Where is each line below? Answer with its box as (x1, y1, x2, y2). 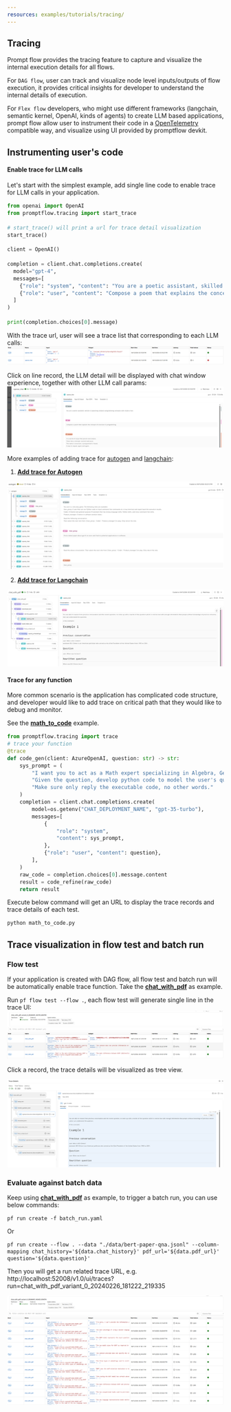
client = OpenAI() (7, 246, 60, 253)
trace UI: (7, 1003, 32, 1011)
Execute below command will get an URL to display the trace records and (7, 898, 214, 906)
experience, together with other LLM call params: (7, 379, 147, 387)
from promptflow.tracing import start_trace (7, 209, 137, 216)
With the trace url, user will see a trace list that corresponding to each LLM (7, 331, 219, 339)
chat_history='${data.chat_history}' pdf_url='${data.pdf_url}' (32, 1248, 220, 1256)
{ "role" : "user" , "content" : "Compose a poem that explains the (19, 289, 208, 296)
